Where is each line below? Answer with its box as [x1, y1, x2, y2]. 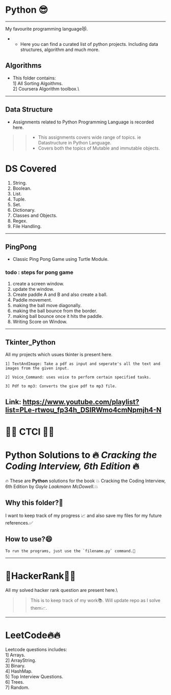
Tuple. [12, 196, 26, 202]
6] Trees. [5, 679, 24, 685]
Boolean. [12, 185, 32, 191]
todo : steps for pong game [5, 269, 74, 276]
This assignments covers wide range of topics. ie [38, 134, 141, 140]
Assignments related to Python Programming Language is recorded [12, 119, 154, 125]
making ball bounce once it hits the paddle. [12, 313, 103, 319]
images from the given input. [5, 366, 70, 371]
